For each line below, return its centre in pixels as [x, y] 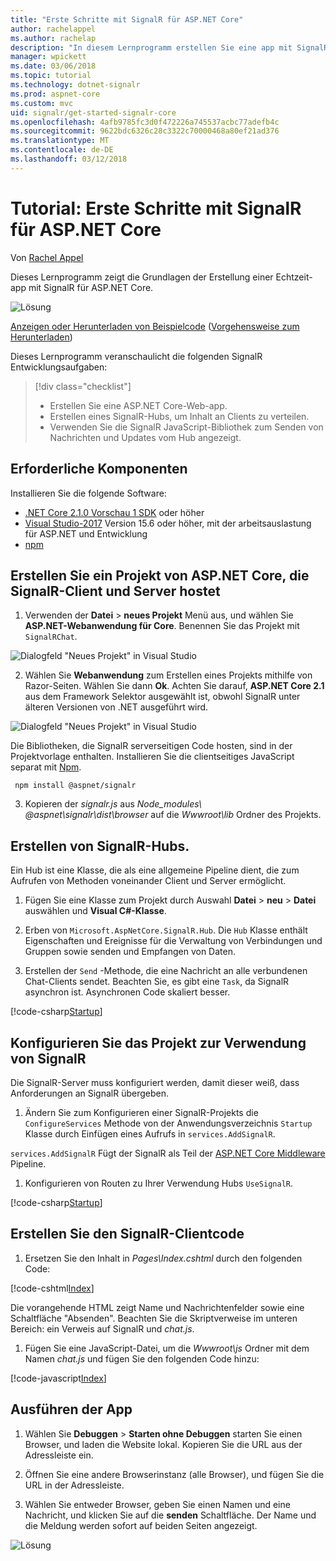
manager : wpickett [48, 57]
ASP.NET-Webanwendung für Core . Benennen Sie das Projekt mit [162, 626]
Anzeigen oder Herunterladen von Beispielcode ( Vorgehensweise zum [155, 326]
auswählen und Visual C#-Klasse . [95, 911]
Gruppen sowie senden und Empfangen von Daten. [130, 952]
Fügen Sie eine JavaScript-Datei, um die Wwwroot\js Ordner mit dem [167, 1348]
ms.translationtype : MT [60, 141]
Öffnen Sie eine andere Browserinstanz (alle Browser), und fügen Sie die [174, 1474]
